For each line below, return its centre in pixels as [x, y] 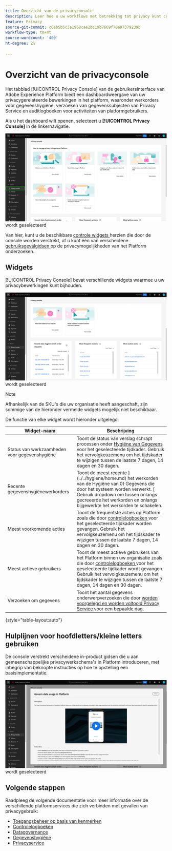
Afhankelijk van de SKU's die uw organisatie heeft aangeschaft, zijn [77, 404]
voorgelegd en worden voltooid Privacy [118, 603]
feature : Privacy [24, 22]
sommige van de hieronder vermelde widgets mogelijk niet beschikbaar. [81, 409]
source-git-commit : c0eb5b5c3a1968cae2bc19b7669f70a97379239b [73, 27]
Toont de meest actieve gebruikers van [117, 552]
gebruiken [22, 644]
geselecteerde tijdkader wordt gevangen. [120, 569]
